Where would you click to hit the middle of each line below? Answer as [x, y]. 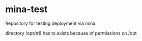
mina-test [26, 9]
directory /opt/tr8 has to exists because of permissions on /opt [71, 33]
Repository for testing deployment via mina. [51, 23]
